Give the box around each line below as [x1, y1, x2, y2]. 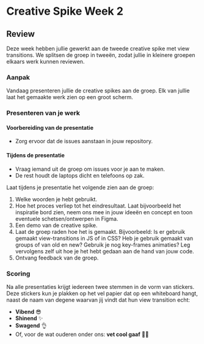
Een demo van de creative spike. [15, 222, 98, 229]
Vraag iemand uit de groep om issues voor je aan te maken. [15, 165, 166, 173]
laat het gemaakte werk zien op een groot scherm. [6, 94, 133, 101]
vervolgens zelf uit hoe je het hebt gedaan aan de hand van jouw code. [15, 247, 194, 255]
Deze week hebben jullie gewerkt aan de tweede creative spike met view [6, 45, 190, 52]
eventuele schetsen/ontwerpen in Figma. [15, 215, 118, 222]
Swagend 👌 [15, 321, 47, 329]
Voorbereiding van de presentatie [6, 124, 93, 131]
